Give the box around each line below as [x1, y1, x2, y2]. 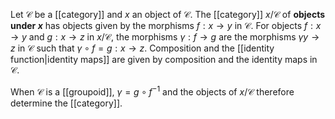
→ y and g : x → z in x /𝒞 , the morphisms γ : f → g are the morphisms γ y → [10, 31, 320, 43]
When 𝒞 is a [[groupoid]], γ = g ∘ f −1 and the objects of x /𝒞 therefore [10, 84, 295, 98]
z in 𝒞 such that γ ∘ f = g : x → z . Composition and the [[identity [10, 42, 275, 54]
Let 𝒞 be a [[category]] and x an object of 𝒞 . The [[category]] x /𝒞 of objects [10, 9, 326, 20]
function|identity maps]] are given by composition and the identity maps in [10, 54, 318, 65]
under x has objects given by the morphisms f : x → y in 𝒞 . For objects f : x [10, 20, 322, 31]
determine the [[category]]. [10, 97, 123, 109]
